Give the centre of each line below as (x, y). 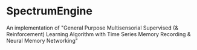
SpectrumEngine (49, 11)
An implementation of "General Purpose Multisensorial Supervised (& (92, 28)
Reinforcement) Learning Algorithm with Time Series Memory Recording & (99, 34)
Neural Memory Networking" (42, 40)
